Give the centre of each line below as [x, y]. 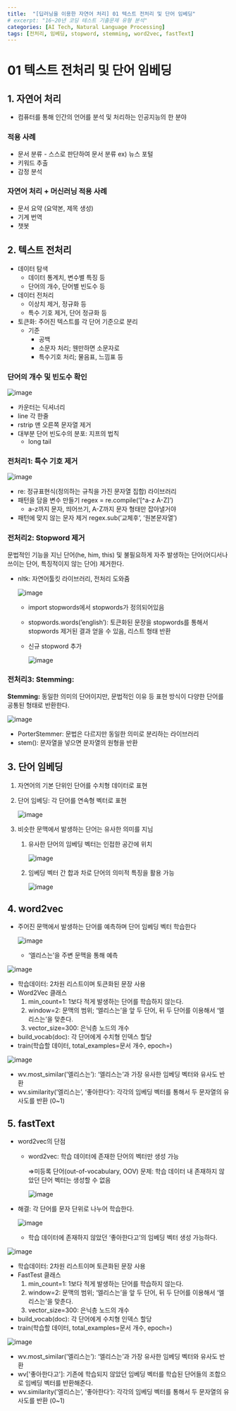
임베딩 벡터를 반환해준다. [59, 1383]
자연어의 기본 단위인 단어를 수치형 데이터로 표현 [82, 785]
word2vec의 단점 [41, 1141]
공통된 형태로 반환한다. [38, 705]
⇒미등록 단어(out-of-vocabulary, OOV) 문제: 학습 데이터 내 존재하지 [123, 1171]
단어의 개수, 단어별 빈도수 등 [67, 286]
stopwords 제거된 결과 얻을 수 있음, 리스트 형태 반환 [99, 631]
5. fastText [31, 1124]
